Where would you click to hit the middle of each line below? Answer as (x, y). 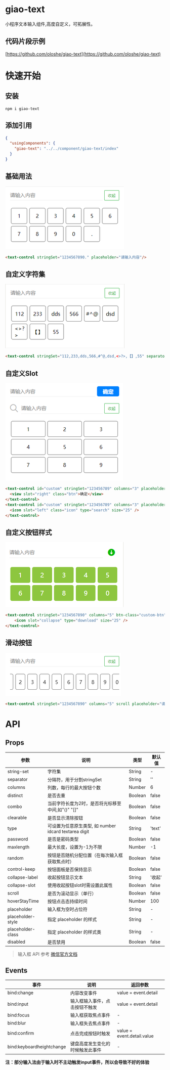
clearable (17, 817)
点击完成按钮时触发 (90, 1033)
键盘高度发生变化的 (90, 1044)
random (15, 858)
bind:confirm (21, 1033)
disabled (16, 942)
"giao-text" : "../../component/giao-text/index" (67, 149)
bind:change (20, 993)
